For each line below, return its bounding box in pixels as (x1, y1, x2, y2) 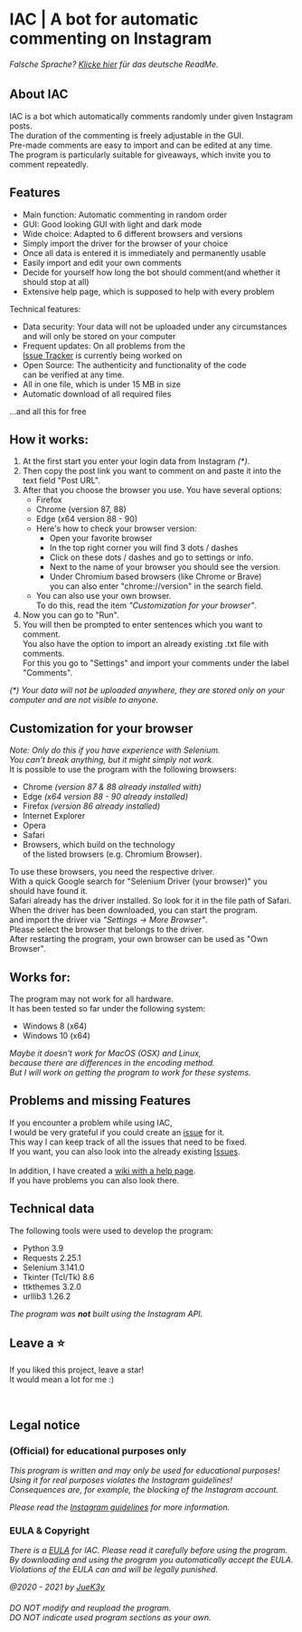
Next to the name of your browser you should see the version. (49, 562, 280, 573)
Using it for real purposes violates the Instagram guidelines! (9, 1475, 233, 1485)
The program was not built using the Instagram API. (9, 1308, 203, 1319)
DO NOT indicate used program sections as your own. (9, 1612, 212, 1623)
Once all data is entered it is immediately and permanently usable (22, 247, 267, 258)
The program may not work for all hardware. (9, 993, 175, 1004)
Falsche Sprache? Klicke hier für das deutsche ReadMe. (9, 59, 219, 70)
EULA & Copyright (9, 1524, 90, 1537)
